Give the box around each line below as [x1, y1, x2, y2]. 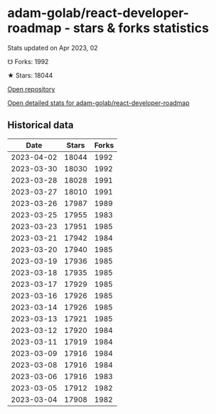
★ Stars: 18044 [7, 71, 53, 80]
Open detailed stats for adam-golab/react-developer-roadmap [7, 98, 190, 107]
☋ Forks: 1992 [7, 57, 49, 65]
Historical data [7, 119, 74, 131]
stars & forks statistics [72, 20, 210, 36]
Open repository [7, 85, 55, 93]
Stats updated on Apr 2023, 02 [7, 43, 98, 52]
